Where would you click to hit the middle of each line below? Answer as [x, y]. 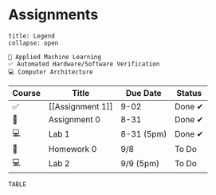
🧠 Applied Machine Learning [55, 57]
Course [27, 93]
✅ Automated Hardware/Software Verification [84, 64]
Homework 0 [73, 149]
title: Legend [32, 36]
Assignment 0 [75, 119]
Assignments [53, 15]
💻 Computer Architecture [51, 72]
